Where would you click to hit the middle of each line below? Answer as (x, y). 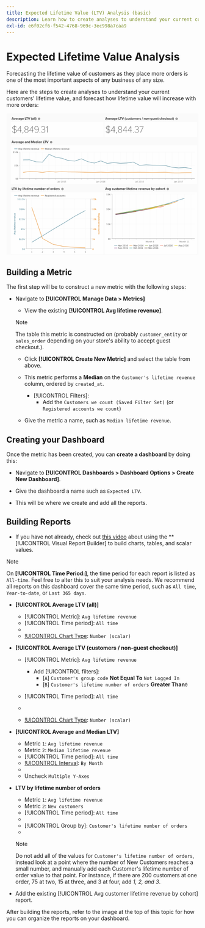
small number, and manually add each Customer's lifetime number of (102, 868)
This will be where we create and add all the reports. (81, 502)
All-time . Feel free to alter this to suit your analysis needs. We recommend (100, 579)
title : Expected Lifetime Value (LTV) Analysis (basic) (79, 13)
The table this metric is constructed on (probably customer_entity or (101, 334)
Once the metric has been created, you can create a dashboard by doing (99, 454)
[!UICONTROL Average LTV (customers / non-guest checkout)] (96, 648)
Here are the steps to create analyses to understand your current (88, 92)
